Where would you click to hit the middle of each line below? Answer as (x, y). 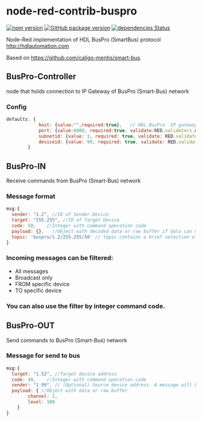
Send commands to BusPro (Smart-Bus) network (67, 340)
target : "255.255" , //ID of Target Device (66, 220)
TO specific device (38, 290)
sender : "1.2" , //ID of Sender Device (60, 215)
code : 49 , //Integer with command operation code (79, 379)
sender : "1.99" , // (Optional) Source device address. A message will (102, 385)
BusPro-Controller (41, 77)
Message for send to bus (43, 356)
